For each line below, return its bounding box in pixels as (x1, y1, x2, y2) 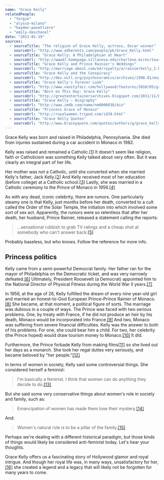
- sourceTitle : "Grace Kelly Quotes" (9, 116, 86, 121)
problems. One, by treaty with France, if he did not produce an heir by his (5, 311, 153, 318)
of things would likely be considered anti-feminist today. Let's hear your (5, 439, 150, 445)
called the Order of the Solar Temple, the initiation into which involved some (5, 204, 158, 210)
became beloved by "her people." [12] (5, 352, 80, 358)
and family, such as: (5, 396, 45, 402)
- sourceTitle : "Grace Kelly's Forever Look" (9, 80, 104, 85)
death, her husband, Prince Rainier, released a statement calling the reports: (5, 215, 158, 220)
